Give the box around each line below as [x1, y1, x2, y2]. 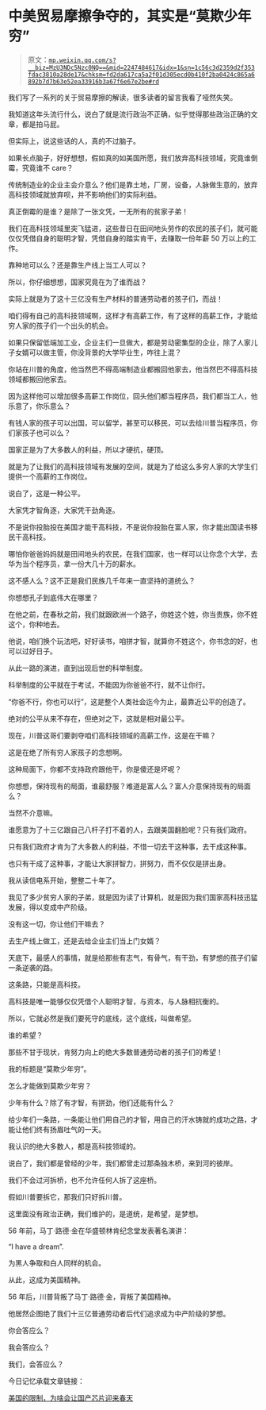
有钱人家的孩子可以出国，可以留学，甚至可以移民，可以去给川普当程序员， [8, 418, 251, 427]
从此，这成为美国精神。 [8, 1275, 85, 1285]
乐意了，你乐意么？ [8, 401, 71, 410]
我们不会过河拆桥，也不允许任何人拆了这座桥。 [8, 1175, 161, 1185]
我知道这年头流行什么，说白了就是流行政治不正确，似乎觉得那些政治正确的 [8, 109, 251, 119]
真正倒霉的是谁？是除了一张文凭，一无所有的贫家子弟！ [8, 206, 188, 216]
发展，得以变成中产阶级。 [8, 902, 92, 911]
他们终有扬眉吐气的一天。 [21, 1124, 105, 1134]
